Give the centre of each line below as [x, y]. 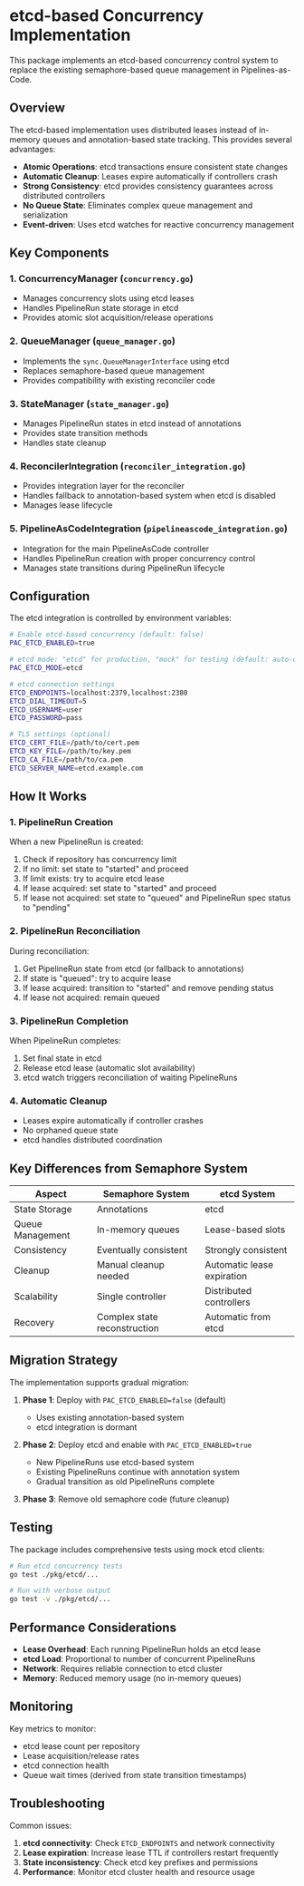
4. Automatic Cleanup [58, 1101]
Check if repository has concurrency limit [100, 860]
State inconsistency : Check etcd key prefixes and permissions [140, 1862]
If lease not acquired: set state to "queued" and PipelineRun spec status [157, 898]
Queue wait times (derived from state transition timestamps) [134, 1774]
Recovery [34, 1323]
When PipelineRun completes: [66, 1040]
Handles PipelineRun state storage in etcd [100, 308]
